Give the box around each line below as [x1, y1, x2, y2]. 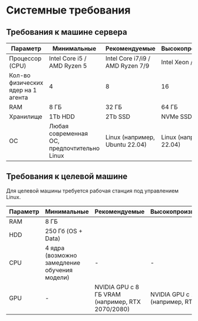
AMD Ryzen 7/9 [105, 62, 150, 70]
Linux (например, [105, 133, 155, 141]
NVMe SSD [161, 112, 193, 121]
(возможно [45, 251, 77, 259]
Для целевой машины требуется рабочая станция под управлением [6, 187, 179, 194]
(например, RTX [94, 297, 141, 306]
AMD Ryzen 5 [49, 62, 87, 70]
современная [49, 130, 88, 137]
